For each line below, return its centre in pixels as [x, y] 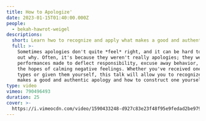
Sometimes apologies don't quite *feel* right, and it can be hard [105, 52]
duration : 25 [23, 97]
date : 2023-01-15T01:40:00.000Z [48, 18]
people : [16, 23]
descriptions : [25, 35]
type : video [21, 86]
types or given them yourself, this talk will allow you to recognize [109, 75]
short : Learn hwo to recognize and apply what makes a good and [96, 40]
